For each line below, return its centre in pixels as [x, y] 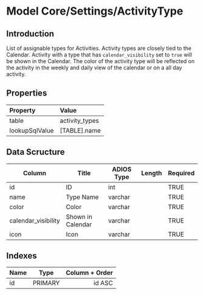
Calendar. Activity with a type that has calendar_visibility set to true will [99, 55]
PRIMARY [46, 283]
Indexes [22, 256]
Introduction [30, 34]
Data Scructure [36, 152]
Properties [27, 93]
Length [152, 173]
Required [181, 173]
